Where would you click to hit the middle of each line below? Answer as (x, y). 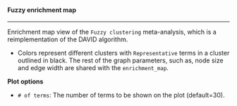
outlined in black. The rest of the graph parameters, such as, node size (120, 60)
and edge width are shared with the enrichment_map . (93, 68)
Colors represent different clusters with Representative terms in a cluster (123, 53)
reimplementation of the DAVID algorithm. (68, 39)
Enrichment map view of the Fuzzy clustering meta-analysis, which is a (112, 32)
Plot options (25, 81)
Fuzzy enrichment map (42, 10)
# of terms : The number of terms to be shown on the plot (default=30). (121, 95)
